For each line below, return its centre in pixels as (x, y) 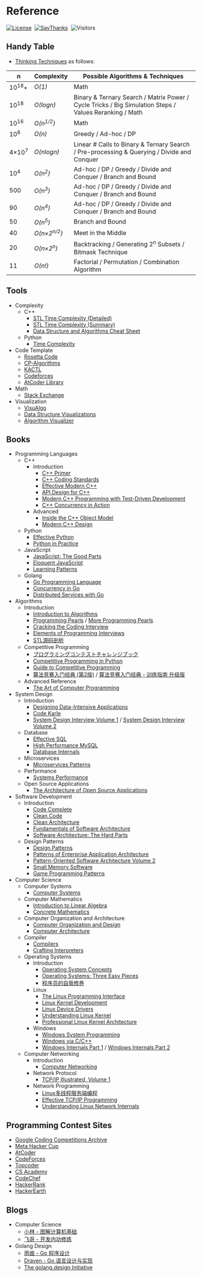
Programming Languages (46, 454)
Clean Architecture (56, 822)
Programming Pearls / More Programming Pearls (93, 620)
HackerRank (30, 1185)
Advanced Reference (50, 682)
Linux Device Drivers (68, 1009)
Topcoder (27, 1166)
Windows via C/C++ (67, 1041)
